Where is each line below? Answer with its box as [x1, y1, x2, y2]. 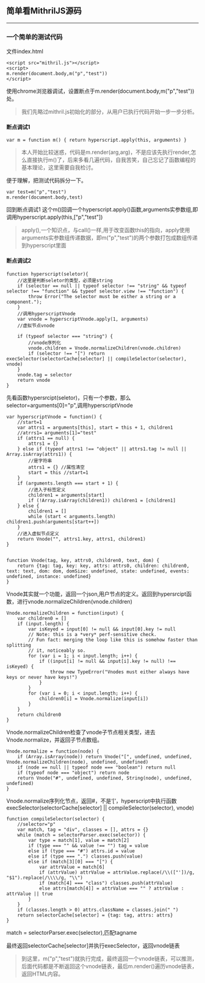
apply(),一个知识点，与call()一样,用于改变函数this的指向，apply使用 [21, 227, 190, 234]
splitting [6, 642, 32, 648]
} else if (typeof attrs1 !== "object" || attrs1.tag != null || [17, 445, 187, 452]
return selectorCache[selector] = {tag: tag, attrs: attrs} [17, 912, 173, 918]
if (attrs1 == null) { [17, 435, 75, 441]
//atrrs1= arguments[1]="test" [17, 429, 97, 436]
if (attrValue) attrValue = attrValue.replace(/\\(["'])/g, [38, 869, 195, 875]
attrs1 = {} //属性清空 [28, 464, 85, 470]
